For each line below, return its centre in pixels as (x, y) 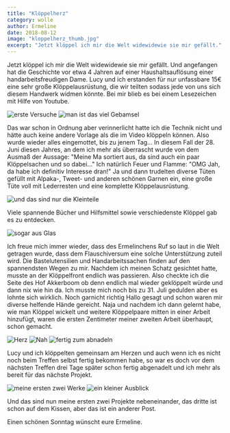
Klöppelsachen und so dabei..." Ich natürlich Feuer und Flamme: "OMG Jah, (114, 164)
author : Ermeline (32, 26)
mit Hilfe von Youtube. (38, 101)
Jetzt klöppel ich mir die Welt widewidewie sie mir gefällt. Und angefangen (112, 65)
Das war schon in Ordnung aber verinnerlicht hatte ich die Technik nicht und (115, 128)
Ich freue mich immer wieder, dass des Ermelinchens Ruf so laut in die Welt (113, 246)
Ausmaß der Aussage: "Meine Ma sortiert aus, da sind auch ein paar (103, 157)
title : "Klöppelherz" (38, 13)
